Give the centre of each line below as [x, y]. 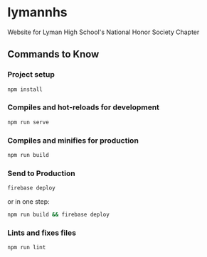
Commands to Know [53, 54]
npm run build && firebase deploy [59, 215]
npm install [25, 89]
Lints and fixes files [42, 233]
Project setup [31, 75]
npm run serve [28, 122]
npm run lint [27, 248]
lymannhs [37, 12]
